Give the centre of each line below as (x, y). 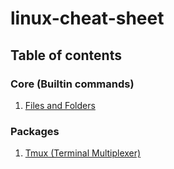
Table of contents (66, 55)
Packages (35, 131)
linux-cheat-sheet (87, 18)
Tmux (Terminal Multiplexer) (83, 153)
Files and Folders (60, 105)
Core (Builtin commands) (72, 84)
